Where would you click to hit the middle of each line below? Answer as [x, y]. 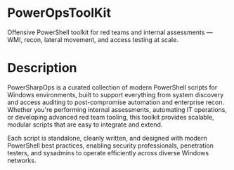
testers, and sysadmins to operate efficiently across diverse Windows [108, 153]
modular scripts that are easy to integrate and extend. [85, 125]
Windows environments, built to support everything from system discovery [116, 94]
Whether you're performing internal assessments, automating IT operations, [117, 109]
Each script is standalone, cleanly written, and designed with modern [107, 138]
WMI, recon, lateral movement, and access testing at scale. [93, 39]
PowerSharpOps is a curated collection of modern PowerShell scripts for [112, 87]
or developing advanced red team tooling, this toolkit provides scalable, [111, 117]
